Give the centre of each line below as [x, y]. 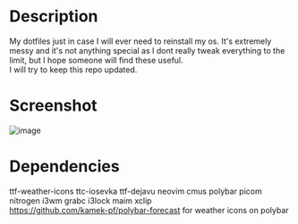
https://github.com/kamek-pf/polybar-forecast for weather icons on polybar [149, 210]
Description [54, 17]
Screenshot [53, 106]
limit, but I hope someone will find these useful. [96, 60]
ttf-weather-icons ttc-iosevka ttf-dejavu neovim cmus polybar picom [136, 191]
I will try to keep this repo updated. [73, 70]
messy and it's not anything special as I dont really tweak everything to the [147, 50]
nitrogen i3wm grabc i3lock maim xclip [81, 200]
